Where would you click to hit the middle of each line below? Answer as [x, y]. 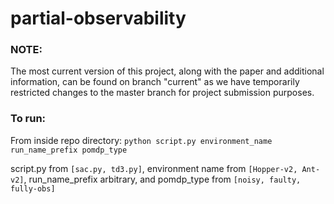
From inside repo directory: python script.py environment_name [141, 140]
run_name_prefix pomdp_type [69, 150]
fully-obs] [33, 188]
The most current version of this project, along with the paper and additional [167, 71]
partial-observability [98, 18]
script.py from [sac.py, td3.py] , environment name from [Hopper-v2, [154, 168]
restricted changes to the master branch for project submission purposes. [162, 93]
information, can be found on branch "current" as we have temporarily [155, 82]
